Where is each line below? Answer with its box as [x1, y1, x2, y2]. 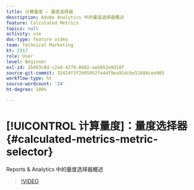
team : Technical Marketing [6, 42, 74, 48]
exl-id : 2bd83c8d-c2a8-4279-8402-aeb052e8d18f [6, 64, 125, 71]
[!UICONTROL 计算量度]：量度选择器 [6, 119, 187, 133]
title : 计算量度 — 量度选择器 [6, 8, 74, 15]
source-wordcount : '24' [6, 81, 66, 87]
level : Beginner [6, 59, 47, 65]
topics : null [6, 25, 39, 32]
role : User [6, 53, 34, 59]
